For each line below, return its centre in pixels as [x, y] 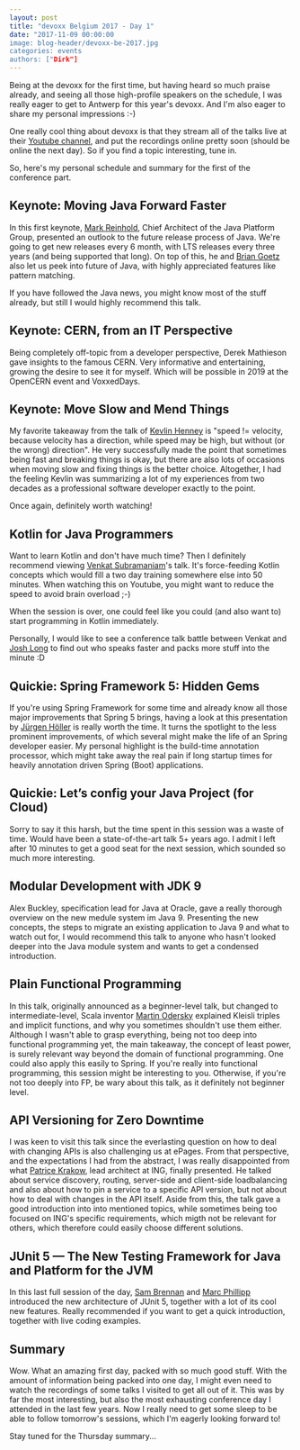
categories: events [46, 51]
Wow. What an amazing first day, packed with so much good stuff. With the [148, 1371]
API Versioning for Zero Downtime [107, 1120]
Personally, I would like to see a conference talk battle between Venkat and [148, 639]
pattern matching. [42, 275]
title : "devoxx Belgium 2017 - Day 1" [82, 26]
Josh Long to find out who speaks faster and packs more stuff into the [140, 648]
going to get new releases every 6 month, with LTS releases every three [142, 246]
